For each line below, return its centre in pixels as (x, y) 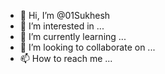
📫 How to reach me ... (66, 58)
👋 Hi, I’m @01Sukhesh (65, 15)
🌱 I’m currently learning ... (73, 36)
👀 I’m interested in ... (62, 26)
